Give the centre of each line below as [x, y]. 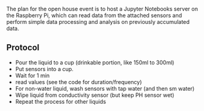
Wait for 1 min [32, 75]
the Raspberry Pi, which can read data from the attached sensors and [94, 15]
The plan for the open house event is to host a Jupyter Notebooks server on [102, 9]
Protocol [23, 48]
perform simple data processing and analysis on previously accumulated [98, 22]
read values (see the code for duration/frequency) [78, 82]
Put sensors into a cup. [44, 69]
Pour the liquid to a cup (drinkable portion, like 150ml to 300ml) [95, 62]
